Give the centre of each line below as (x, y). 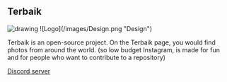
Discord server (29, 71)
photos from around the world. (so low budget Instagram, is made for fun (114, 49)
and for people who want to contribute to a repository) (87, 57)
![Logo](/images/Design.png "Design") (96, 28)
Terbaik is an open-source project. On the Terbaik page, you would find (111, 42)
